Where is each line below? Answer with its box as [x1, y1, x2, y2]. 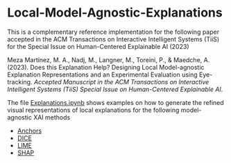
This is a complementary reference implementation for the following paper [7, 28, 220, 36]
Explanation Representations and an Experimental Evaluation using [7, 70, 198, 79]
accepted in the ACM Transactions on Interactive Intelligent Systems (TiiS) [7, 35, 220, 43]
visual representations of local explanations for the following [7, 106, 180, 114]
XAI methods [33, 113, 71, 122]
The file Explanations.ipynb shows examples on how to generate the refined [7, 98, 224, 106]
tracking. [7, 77, 33, 86]
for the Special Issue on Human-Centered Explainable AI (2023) [7, 42, 189, 50]
